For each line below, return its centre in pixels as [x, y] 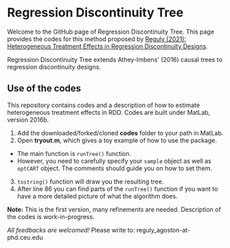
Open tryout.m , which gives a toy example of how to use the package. [117, 140]
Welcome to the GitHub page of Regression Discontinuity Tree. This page [111, 32]
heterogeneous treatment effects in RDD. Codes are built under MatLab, [109, 112]
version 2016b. [28, 120]
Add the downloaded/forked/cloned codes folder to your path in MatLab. [120, 133]
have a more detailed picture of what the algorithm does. [97, 196]
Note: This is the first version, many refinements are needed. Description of [114, 209]
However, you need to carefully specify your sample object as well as [114, 161]
